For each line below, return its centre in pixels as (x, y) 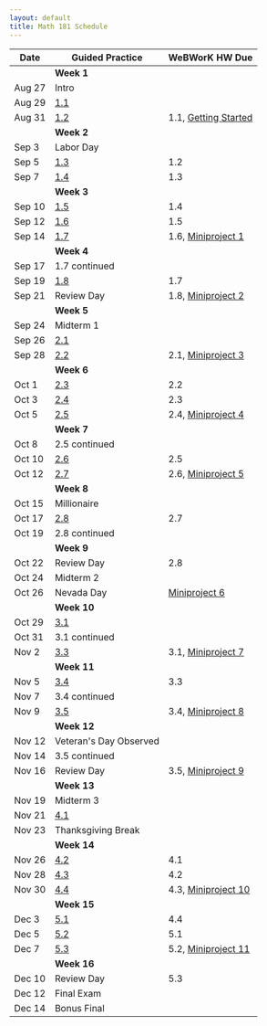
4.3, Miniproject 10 (209, 889)
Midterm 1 (77, 325)
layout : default (40, 18)
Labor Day (77, 147)
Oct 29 (29, 622)
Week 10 (74, 607)
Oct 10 (29, 459)
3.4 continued (85, 696)
